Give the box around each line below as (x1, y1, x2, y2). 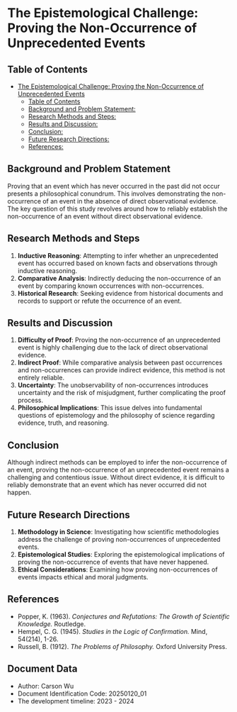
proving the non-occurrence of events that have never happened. (17, 558, 209, 567)
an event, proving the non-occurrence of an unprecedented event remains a (7, 466, 230, 474)
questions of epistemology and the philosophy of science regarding (17, 411, 215, 420)
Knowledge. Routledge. (17, 619, 86, 628)
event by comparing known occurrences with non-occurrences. (17, 282, 204, 290)
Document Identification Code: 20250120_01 (17, 689, 147, 698)
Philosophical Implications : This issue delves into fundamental (17, 404, 202, 412)
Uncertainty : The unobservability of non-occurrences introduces (17, 381, 209, 389)
